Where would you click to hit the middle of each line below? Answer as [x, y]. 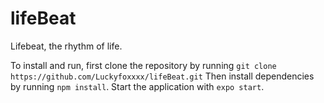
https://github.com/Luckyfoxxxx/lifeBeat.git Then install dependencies [162, 76]
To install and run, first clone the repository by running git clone [143, 65]
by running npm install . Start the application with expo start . [137, 86]
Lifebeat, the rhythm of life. [66, 46]
